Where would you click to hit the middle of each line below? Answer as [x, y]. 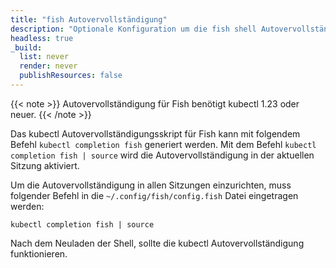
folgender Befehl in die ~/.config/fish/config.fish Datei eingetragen [154, 195]
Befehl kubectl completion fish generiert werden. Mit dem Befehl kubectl [163, 144]
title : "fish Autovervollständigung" [89, 19]
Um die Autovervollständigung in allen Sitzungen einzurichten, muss [151, 185]
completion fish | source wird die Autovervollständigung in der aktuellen [162, 155]
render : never [48, 66]
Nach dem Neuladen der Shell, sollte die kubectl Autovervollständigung [157, 243]
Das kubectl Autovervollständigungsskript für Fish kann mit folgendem [155, 133]
